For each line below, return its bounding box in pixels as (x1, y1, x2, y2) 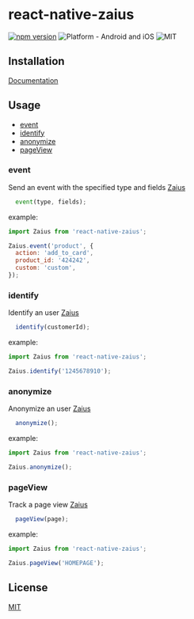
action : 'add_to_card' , (15, 249, 93, 257)
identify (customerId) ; (15, 323, 90, 332)
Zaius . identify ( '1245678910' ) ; (8, 367, 112, 375)
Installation (8, 55, 65, 68)
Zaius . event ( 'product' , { (8, 241, 93, 250)
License (8, 581, 48, 594)
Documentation (8, 75, 59, 85)
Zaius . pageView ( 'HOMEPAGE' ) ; (8, 559, 105, 567)
